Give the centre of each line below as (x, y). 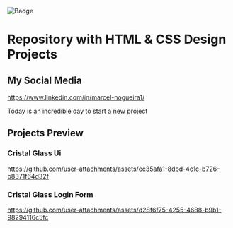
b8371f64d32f (28, 176)
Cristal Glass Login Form (50, 194)
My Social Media (45, 80)
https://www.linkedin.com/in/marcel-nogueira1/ (76, 97)
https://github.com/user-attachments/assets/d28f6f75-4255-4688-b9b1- (114, 210)
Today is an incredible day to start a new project (78, 111)
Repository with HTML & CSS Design (117, 40)
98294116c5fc (28, 217)
